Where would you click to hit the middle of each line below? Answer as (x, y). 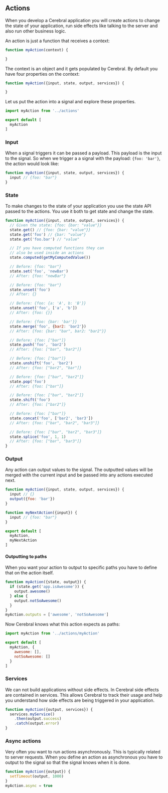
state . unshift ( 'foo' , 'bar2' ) (41, 363)
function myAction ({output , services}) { (49, 709)
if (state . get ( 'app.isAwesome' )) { (47, 587)
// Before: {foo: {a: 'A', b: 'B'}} (48, 303)
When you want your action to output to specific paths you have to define (81, 568)
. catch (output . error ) (37, 724)
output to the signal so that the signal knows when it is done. (68, 762)
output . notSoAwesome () (38, 601)
